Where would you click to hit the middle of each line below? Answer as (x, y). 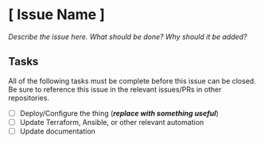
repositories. (29, 98)
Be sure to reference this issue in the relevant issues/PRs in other (115, 89)
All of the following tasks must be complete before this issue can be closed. (132, 80)
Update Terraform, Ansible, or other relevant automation (112, 122)
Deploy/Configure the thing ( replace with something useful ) (119, 113)
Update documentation (57, 131)
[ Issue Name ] (57, 15)
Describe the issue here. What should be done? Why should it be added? (128, 37)
